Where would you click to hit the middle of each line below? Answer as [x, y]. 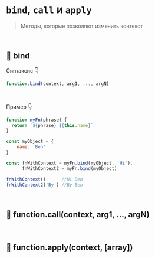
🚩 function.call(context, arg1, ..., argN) [78, 215]
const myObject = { [30, 142]
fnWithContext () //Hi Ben [44, 179]
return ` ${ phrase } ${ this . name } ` [52, 125]
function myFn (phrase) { [37, 120]
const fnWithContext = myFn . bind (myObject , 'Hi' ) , [70, 163]
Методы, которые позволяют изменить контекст [82, 26]
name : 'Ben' [31, 147]
